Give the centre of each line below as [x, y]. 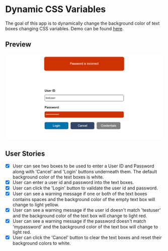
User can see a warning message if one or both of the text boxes [80, 194]
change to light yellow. [36, 205]
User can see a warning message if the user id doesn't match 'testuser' [87, 210]
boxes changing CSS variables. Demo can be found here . [65, 28]
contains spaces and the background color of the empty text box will [84, 199]
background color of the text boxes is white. [58, 177]
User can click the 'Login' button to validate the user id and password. [85, 188]
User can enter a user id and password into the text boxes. [73, 182]
